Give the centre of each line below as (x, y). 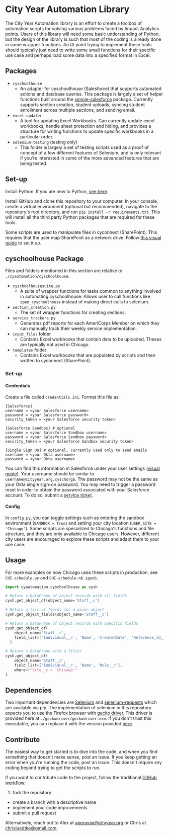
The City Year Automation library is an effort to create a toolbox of (74, 23)
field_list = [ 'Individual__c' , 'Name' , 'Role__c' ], (68, 665)
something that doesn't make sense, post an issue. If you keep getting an (81, 757)
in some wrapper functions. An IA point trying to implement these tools (78, 44)
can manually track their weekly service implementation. (78, 328)
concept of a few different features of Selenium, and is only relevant (91, 152)
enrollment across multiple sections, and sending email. (78, 110)
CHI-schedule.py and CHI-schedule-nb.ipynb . (52, 577)
